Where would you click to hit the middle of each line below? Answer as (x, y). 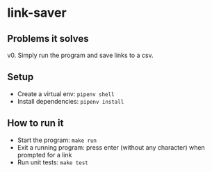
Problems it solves (48, 39)
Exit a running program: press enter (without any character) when (111, 147)
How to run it (35, 123)
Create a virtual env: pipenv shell (66, 94)
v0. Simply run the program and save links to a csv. (81, 55)
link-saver (37, 13)
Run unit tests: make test (52, 162)
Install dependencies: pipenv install (71, 101)
